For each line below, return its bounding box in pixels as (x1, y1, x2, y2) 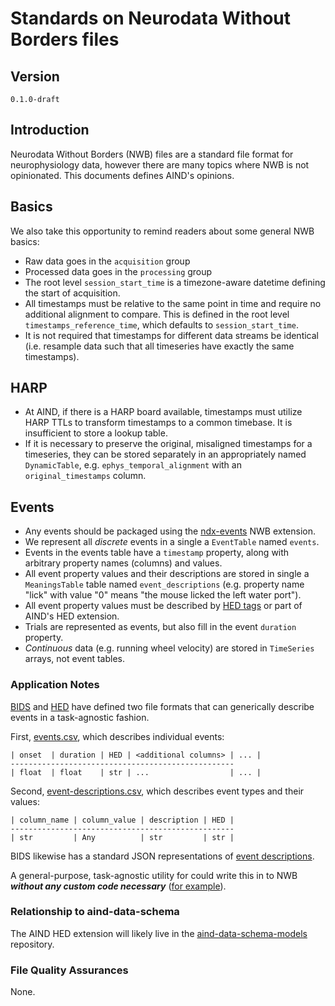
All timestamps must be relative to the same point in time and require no (24, 297, 322, 309)
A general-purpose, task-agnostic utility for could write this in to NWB (10, 869, 298, 881)
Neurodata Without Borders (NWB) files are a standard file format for (10, 148, 294, 160)
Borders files (10, 28, 120, 51)
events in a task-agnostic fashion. (10, 711, 150, 723)
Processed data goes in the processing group (24, 265, 213, 277)
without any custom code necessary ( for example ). (10, 880, 227, 892)
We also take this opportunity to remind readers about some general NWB (10, 225, 315, 237)
